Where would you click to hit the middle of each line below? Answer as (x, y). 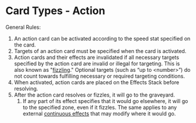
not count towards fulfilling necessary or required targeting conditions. (99, 76)
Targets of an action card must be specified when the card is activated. (100, 51)
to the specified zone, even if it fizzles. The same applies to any (100, 107)
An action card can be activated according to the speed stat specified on (102, 38)
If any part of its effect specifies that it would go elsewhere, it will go (105, 101)
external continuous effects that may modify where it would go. (99, 114)
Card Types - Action (55, 11)
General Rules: (23, 27)
